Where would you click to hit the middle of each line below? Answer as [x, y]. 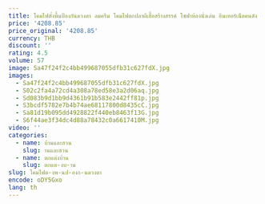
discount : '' [30, 46]
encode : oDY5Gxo [35, 180]
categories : [28, 135]
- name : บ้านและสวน [44, 143]
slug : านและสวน [46, 150]
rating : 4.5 [28, 53]
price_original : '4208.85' [53, 31]
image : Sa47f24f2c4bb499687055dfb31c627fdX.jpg [89, 68]
